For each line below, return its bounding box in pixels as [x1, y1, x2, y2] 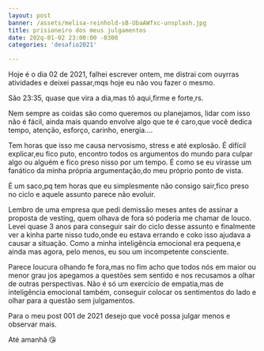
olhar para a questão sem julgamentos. [8, 296, 136, 305]
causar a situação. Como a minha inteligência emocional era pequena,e [8, 239, 241, 248]
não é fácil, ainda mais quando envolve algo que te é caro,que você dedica [8, 117, 253, 126]
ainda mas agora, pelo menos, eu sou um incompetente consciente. [8, 247, 229, 257]
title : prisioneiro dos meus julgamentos [8, 26, 147, 34]
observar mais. [8, 319, 57, 329]
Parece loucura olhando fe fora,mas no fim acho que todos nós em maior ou [8, 262, 257, 272]
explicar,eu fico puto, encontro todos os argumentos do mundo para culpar [8, 149, 253, 159]
